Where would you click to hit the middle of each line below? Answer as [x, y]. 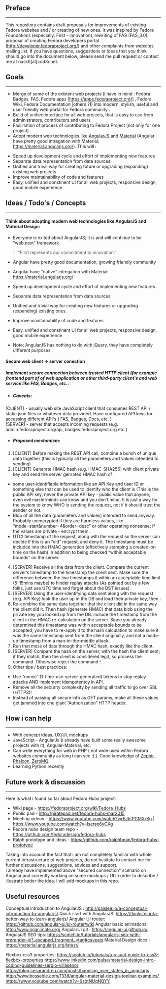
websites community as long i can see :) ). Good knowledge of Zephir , [84, 756]
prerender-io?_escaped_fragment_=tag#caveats [54, 940]
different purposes [32, 350]
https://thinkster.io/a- [137, 913]
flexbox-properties [25, 960]
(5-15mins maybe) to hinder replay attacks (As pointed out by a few [81, 583]
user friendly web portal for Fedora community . [61, 109]
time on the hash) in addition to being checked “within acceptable [79, 552]
